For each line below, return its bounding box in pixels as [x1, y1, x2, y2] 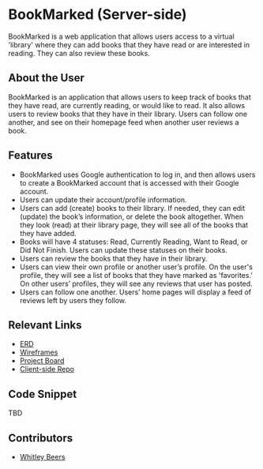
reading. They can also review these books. [8, 48, 150, 58]
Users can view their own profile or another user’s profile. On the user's [19, 262, 253, 272]
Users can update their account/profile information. [19, 195, 187, 204]
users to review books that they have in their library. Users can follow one [8, 109, 247, 118]
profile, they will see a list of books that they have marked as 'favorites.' [19, 270, 253, 280]
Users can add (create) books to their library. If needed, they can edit [19, 203, 246, 212]
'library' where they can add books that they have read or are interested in [8, 39, 250, 49]
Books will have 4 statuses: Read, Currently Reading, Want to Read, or [19, 237, 248, 246]
